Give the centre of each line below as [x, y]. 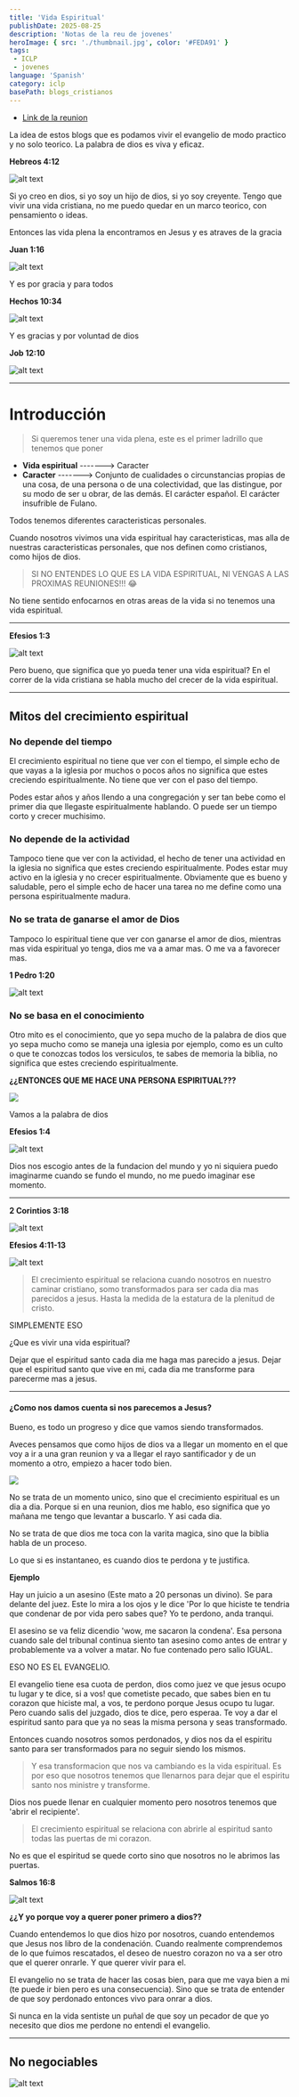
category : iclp [37, 84]
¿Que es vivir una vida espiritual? [70, 1343]
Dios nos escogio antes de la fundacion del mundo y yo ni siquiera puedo [144, 1166]
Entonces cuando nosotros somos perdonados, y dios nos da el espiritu [141, 1739]
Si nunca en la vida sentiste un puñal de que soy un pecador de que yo [139, 2016]
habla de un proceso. [48, 1543]
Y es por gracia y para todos [61, 284]
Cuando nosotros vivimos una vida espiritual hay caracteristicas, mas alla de [149, 538]
